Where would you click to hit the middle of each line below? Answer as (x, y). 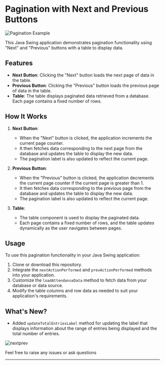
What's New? (26, 311)
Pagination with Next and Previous (77, 9)
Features (19, 63)
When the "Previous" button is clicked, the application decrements (87, 178)
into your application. (34, 275)
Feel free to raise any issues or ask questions (51, 353)
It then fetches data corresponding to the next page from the (81, 148)
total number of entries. (36, 334)
